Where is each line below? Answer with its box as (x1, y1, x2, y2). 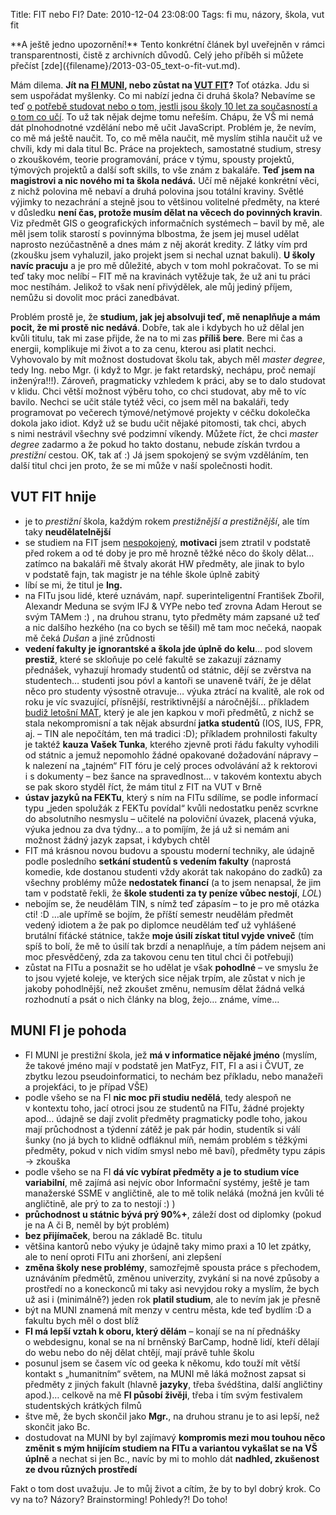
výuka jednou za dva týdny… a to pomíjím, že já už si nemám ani (24, 823, 290, 835)
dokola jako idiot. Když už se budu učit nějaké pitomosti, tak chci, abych (10, 417, 307, 429)
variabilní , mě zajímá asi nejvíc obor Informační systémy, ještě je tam (24, 1176, 310, 1188)
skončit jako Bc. (24, 1420, 91, 1433)
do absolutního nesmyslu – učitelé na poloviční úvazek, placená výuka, (24, 812, 317, 824)
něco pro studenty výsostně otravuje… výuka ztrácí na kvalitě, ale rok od (24, 685, 325, 697)
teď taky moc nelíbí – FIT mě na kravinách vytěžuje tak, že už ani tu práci (10, 270, 311, 282)
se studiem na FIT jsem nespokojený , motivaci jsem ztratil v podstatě (24, 536, 311, 548)
